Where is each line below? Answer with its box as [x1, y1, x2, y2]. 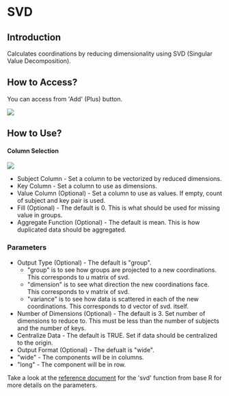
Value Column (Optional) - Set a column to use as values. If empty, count [16, 189, 222, 197]
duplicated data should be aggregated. [16, 225, 126, 234]
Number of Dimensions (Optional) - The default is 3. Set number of [16, 309, 206, 317]
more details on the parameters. [7, 381, 98, 389]
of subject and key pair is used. [16, 197, 106, 205]
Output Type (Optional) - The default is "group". [16, 258, 152, 267]
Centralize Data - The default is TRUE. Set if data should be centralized [16, 331, 217, 339]
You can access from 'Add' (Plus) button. [7, 95, 123, 103]
